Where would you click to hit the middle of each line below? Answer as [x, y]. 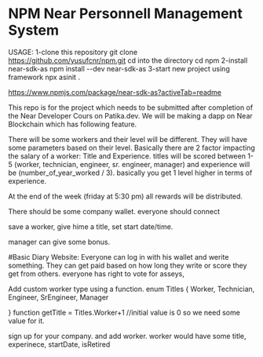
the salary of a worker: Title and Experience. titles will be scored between [127, 156]
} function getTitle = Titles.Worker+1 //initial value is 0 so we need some [124, 312]
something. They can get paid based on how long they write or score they [128, 265]
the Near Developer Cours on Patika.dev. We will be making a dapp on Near [130, 115]
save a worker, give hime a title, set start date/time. [91, 226]
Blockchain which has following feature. [73, 124]
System [34, 30]
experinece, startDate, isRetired [59, 344]
